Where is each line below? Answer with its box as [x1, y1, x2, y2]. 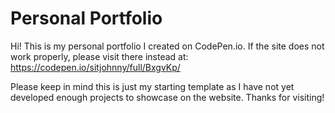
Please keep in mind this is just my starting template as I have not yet [10, 80, 295, 92]
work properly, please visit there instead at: [10, 50, 189, 62]
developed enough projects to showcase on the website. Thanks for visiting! [10, 91, 325, 103]
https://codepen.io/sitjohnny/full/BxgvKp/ [10, 61, 181, 73]
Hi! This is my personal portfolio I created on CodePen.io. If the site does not [10, 40, 325, 52]
